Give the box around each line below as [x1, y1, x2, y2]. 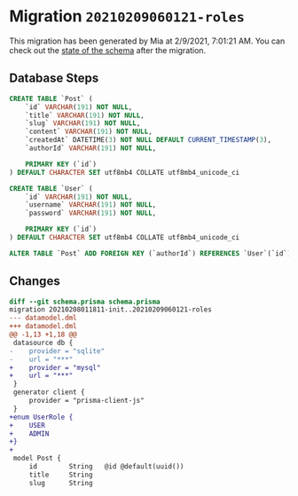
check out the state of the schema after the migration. [9, 44, 207, 55]
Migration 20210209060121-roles [9, 6, 246, 27]
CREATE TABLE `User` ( [9, 184, 93, 193]
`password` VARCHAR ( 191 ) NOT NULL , [25, 209, 157, 218]
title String [28, 470, 93, 479]
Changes [9, 273, 60, 289]
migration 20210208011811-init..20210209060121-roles [9, 305, 213, 314]
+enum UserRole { [9, 413, 74, 421]
